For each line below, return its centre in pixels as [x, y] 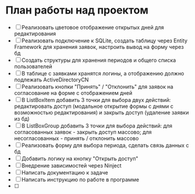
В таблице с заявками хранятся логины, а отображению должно [103, 73]
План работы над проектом [77, 10]
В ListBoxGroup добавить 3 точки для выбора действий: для [97, 126]
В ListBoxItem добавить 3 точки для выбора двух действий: [96, 100]
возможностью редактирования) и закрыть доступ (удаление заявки [101, 112]
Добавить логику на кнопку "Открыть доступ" [80, 158]
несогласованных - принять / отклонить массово [76, 138]
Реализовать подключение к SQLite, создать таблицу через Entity [105, 40]
